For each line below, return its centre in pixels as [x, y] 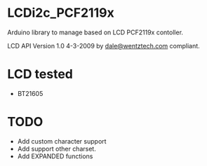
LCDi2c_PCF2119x [61, 13]
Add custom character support [62, 141]
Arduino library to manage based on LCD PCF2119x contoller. [95, 32]
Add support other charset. [56, 148]
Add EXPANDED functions [55, 156]
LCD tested [40, 74]
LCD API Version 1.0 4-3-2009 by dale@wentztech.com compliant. [103, 46]
